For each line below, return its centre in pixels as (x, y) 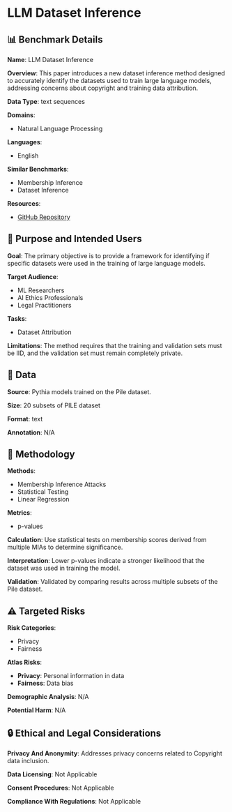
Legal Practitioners (44, 305)
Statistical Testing (43, 492)
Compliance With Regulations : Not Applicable (74, 802)
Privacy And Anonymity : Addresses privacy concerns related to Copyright (115, 753)
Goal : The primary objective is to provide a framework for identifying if (109, 255)
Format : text (25, 419)
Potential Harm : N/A (37, 710)
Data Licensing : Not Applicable (52, 774)
